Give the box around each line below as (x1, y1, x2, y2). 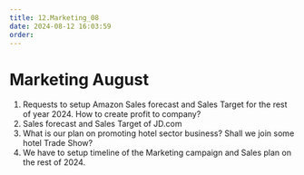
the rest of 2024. (22, 157, 86, 168)
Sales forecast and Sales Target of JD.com (22, 119, 183, 130)
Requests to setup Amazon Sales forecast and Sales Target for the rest (22, 99, 288, 110)
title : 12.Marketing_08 (9, 13, 100, 23)
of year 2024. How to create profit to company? (22, 109, 201, 120)
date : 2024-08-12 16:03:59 (9, 22, 112, 31)
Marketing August (9, 69, 150, 90)
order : (9, 30, 34, 39)
